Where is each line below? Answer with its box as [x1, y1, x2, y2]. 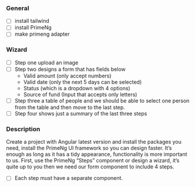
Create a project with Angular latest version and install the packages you [6, 138, 182, 145]
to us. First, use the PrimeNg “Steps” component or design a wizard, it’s [6, 157, 180, 164]
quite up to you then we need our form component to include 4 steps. [6, 163, 174, 171]
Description [6, 125, 41, 133]
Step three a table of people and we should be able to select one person [14, 97, 190, 104]
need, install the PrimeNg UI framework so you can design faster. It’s [6, 145, 172, 152]
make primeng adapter [14, 30, 70, 38]
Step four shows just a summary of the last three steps [14, 110, 147, 117]
